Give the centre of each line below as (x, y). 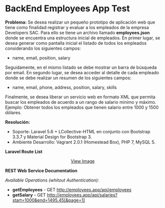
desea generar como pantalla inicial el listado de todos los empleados (76, 43)
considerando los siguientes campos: (43, 48)
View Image (83, 161)
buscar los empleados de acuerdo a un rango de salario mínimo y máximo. (81, 102)
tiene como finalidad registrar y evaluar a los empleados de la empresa (77, 27)
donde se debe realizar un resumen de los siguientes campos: (68, 78)
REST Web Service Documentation (41, 171)
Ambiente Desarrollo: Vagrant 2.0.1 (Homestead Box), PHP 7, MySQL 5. (84, 142)
